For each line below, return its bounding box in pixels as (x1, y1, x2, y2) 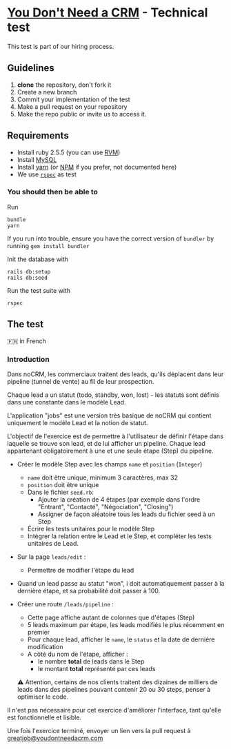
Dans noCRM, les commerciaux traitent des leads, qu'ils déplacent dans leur (7, 370, 224, 378)
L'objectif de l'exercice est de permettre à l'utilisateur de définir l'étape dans (7, 432, 224, 440)
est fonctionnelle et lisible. (7, 713, 81, 721)
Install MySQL (17, 155, 57, 163)
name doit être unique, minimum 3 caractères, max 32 (27, 473, 178, 482)
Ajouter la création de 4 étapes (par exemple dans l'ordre (37, 495, 201, 504)
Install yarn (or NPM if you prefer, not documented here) (17, 163, 177, 171)
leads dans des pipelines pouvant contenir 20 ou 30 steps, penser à (17, 685, 211, 693)
